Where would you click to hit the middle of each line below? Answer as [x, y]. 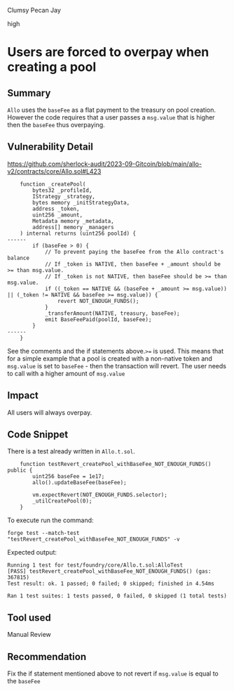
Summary [29, 93]
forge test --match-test [43, 534]
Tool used [29, 618]
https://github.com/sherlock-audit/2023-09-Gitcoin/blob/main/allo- [104, 164]
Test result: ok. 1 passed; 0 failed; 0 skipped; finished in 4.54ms [111, 584]
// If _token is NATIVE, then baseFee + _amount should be [132, 264]
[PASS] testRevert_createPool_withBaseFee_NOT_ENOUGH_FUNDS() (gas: [109, 571]
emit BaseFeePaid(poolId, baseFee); [98, 319]
